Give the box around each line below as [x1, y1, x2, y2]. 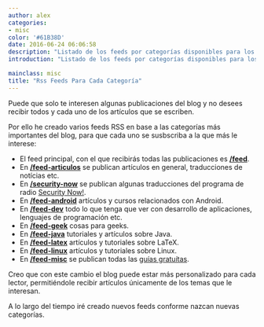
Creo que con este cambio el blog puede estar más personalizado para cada [8, 269, 257, 279]
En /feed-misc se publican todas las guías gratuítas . [19, 254, 190, 263]
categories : [8, 19, 47, 27]
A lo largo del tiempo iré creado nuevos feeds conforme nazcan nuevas [8, 301, 240, 310]
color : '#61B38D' [8, 33, 65, 42]
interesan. [8, 286, 41, 296]
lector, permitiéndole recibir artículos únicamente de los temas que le [8, 277, 233, 287]
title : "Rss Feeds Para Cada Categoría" [8, 76, 143, 85]
